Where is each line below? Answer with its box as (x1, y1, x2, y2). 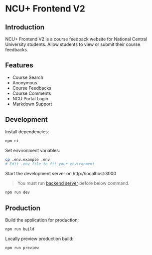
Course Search (12, 74, 43, 80)
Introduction (5, 23, 45, 31)
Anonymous (12, 79, 37, 85)
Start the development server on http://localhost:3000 (5, 171, 116, 177)
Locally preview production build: (5, 236, 74, 242)
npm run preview (5, 245, 39, 250)
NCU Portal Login (12, 95, 49, 101)
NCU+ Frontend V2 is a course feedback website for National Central (5, 36, 147, 42)
